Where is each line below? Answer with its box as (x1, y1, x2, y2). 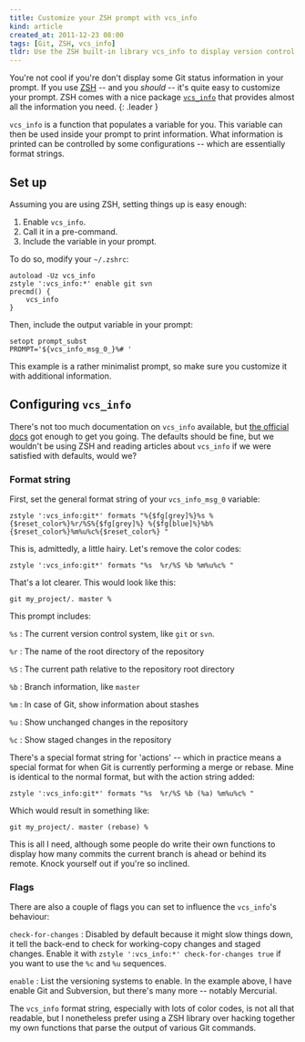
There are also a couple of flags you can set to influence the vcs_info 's (9, 901, 278, 912)
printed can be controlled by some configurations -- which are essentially (9, 139, 286, 150)
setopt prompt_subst (9, 337, 88, 346)
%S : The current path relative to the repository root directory (9, 663, 235, 675)
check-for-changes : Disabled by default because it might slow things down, (9, 929, 293, 940)
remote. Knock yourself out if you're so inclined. (9, 859, 190, 870)
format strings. (9, 148, 66, 160)
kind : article (9, 22, 64, 31)
